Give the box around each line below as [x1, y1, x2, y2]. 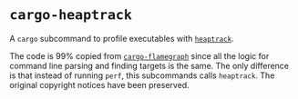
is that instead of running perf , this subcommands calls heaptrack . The [9, 70, 275, 81]
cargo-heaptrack [9, 6, 132, 24]
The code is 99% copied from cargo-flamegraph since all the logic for [9, 50, 270, 61]
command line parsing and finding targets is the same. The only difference [9, 60, 290, 71]
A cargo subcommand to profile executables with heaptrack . [9, 33, 234, 44]
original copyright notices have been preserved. [9, 79, 190, 90]
